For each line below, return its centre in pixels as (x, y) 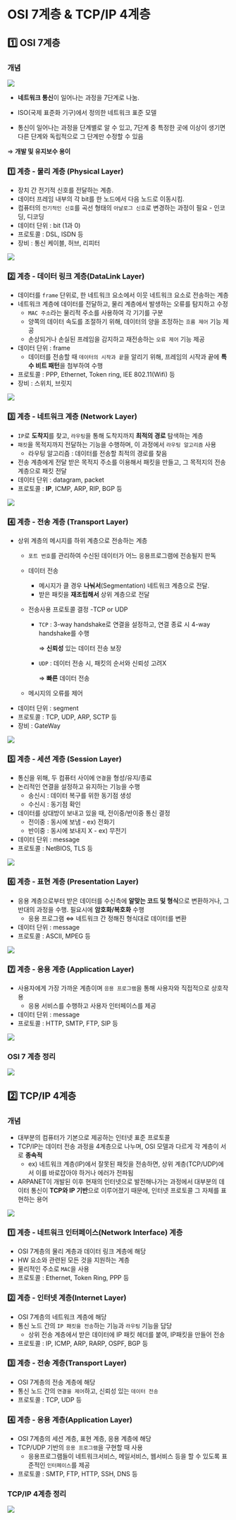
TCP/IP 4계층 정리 (37, 1494)
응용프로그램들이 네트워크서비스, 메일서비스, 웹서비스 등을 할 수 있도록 (124, 1457)
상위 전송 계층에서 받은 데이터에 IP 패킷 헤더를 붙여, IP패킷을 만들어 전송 (126, 1334)
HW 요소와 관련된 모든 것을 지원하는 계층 (74, 1260)
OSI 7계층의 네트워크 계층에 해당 (62, 1317)
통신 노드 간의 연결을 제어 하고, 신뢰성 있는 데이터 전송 (88, 1391)
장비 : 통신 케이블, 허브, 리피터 (59, 243)
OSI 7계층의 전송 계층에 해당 (56, 1382)
